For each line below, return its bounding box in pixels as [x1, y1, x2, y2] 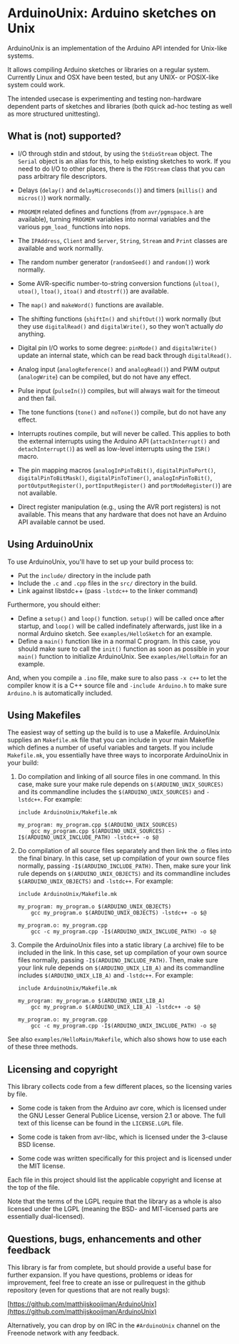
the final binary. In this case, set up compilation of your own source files [17, 854, 230, 862]
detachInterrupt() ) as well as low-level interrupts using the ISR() [17, 444, 211, 453]
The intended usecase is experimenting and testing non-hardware [7, 94, 202, 103]
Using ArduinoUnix [7, 538, 94, 551]
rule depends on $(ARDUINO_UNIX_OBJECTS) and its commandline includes [17, 870, 230, 878]
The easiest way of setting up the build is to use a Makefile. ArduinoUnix [7, 728, 220, 737]
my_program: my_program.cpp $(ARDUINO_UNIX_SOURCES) [17, 822, 178, 829]
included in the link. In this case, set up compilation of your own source [17, 948, 228, 957]
